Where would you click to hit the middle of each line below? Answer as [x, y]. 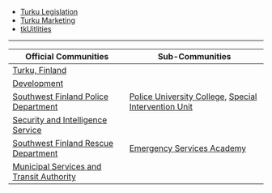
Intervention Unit [161, 107]
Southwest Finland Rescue [63, 143]
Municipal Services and [57, 167]
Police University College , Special [193, 96]
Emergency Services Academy [188, 148]
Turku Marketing [47, 20]
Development [38, 83]
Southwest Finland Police [61, 96]
